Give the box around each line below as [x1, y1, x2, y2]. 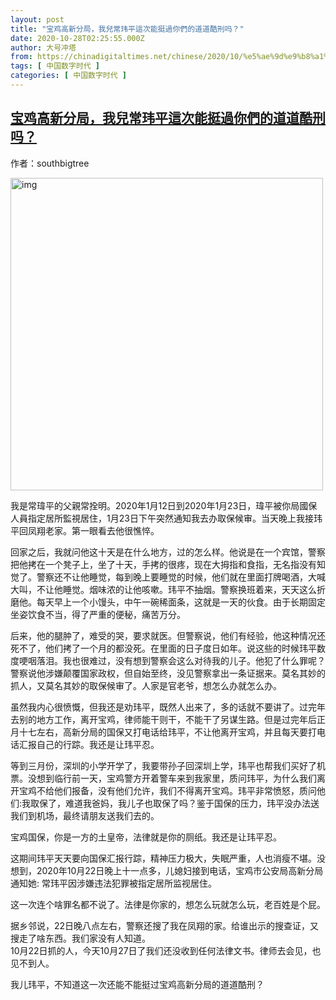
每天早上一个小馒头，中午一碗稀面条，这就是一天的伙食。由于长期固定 [36, 596, 326, 608]
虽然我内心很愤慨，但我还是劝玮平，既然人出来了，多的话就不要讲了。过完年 [10, 701, 326, 713]
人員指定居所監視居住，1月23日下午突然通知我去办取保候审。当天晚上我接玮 [10, 512, 323, 524]
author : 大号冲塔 [10, 42, 77, 53]
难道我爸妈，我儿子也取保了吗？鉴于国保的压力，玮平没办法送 [65, 797, 320, 809]
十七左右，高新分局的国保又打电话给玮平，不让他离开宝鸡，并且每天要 [18, 726, 308, 738]
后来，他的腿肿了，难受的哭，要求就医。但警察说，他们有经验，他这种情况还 [10, 629, 326, 641]
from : [10, 52, 33, 62]
